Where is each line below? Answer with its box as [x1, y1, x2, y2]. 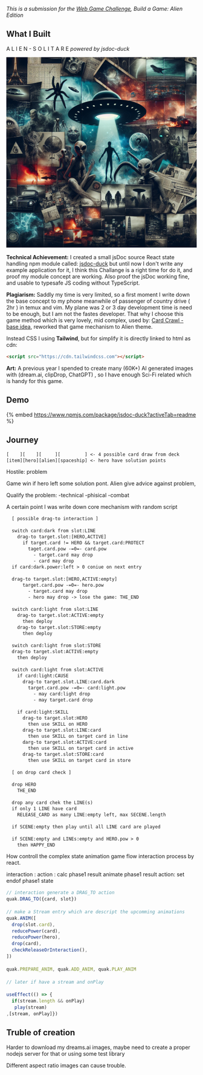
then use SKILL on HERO [28, 722, 88, 728]
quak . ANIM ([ [6, 915, 36, 921]
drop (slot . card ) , [11, 922, 56, 928]
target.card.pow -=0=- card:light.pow [28, 685, 126, 691]
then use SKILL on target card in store [28, 758, 131, 764]
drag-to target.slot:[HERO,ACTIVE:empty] [11, 576, 118, 583]
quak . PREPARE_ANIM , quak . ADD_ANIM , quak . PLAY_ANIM [6, 966, 137, 972]
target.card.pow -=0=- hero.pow [22, 583, 104, 589]
